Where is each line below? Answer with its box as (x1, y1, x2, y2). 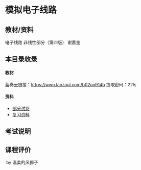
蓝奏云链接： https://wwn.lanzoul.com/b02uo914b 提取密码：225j (5, 81, 137, 87)
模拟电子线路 (5, 4, 57, 16)
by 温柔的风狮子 (6, 160, 39, 165)
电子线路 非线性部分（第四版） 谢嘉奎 (5, 40, 81, 45)
